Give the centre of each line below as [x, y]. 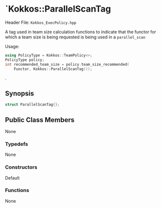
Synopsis [19, 93]
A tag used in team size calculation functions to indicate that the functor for [81, 32]
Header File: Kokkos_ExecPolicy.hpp [41, 22]
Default [12, 178]
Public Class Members [40, 120]
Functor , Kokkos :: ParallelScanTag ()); [53, 69]
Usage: [12, 46]
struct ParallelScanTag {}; [32, 105]
